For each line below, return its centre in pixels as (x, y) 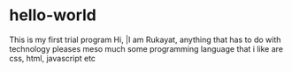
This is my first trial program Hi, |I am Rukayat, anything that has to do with (145, 40)
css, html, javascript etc (52, 58)
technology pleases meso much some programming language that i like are (146, 48)
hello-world (53, 15)
